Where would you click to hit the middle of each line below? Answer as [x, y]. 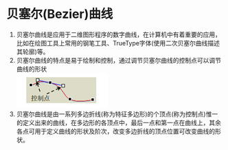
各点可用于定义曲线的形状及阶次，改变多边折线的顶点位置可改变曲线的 [116, 131]
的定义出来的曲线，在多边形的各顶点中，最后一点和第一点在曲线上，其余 [118, 122]
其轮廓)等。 [33, 52]
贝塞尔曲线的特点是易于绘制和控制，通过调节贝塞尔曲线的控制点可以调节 [118, 60]
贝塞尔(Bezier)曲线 [60, 14]
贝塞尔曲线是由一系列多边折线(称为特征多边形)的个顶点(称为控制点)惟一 [117, 114]
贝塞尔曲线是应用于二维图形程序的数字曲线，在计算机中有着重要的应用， [118, 34]
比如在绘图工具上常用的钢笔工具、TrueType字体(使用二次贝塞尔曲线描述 [118, 43]
